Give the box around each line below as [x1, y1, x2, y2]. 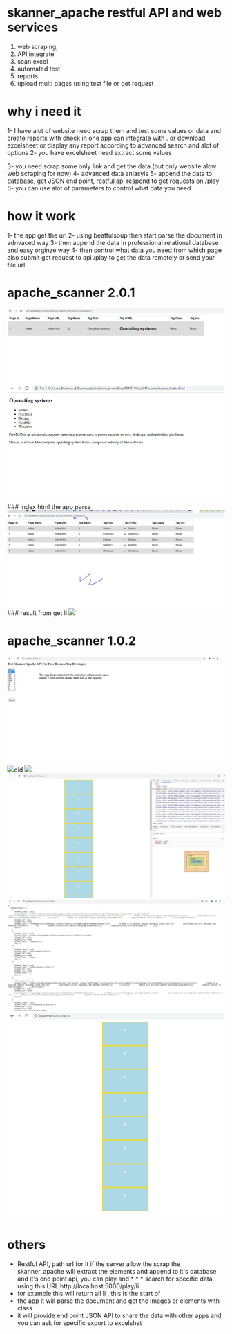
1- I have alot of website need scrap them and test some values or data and [7, 126, 222, 134]
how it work [7, 208, 76, 224]
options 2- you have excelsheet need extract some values [7, 148, 173, 157]
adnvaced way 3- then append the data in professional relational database [7, 238, 219, 247]
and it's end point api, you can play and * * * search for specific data [17, 1274, 213, 1283]
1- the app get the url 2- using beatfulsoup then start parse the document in [7, 231, 222, 240]
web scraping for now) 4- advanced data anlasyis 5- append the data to [7, 169, 213, 177]
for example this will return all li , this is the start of [17, 1290, 161, 1298]
